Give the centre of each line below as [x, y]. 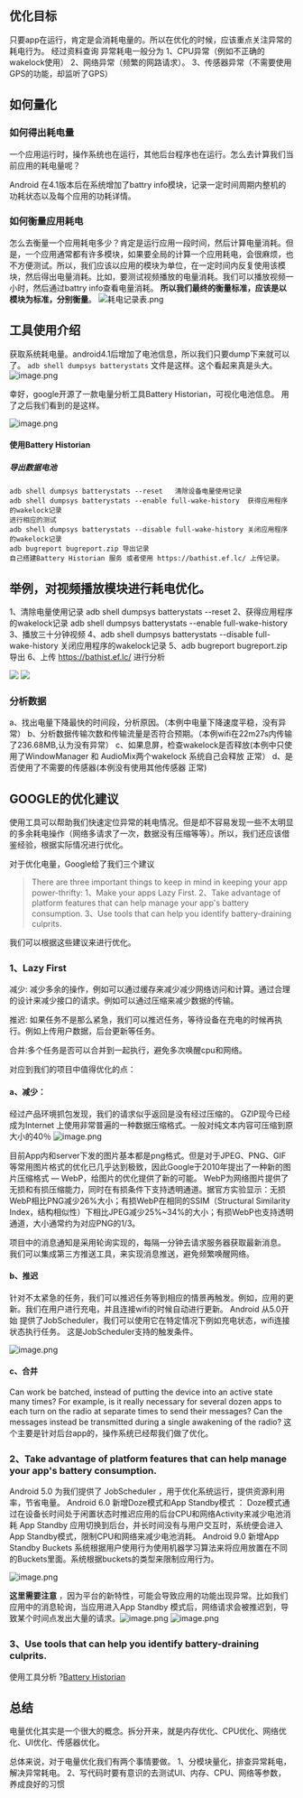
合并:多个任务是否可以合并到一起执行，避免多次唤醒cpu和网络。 [128, 1051]
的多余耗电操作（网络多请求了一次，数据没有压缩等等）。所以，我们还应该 [146, 834]
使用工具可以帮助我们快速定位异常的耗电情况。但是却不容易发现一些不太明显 [151, 822]
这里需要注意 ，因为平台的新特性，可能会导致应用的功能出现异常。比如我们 [149, 1596]
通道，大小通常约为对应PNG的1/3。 [75, 1223]
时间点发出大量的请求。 [76, 1618]
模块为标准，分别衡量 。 [53, 299]
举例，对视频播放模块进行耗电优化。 [110, 588]
